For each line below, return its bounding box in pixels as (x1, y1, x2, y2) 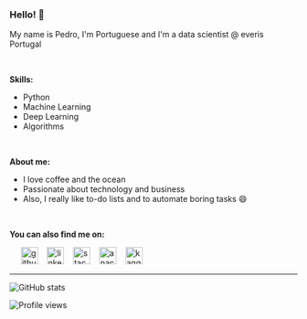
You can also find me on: (9, 229, 105, 240)
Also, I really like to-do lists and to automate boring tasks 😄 (22, 194, 248, 205)
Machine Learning (22, 101, 91, 112)
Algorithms (22, 121, 65, 132)
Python (22, 91, 50, 103)
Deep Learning (22, 112, 79, 122)
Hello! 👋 (9, 8, 46, 21)
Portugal (9, 38, 42, 49)
